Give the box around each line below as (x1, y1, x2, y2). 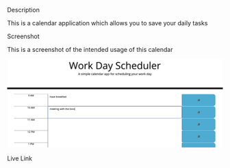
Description (7, 6, 40, 14)
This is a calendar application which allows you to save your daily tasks (7, 19, 208, 27)
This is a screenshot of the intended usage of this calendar (7, 46, 173, 53)
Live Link (7, 154, 33, 163)
